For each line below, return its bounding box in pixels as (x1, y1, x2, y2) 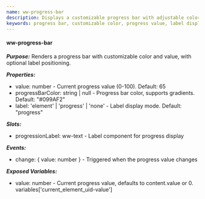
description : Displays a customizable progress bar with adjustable (6, 15, 184, 21)
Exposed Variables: (6, 167, 57, 175)
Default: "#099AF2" (15, 96, 65, 103)
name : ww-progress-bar (6, 9, 64, 15)
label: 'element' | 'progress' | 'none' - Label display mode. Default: (15, 102, 182, 110)
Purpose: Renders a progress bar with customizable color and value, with (6, 52, 192, 60)
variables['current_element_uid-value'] (15, 186, 113, 193)
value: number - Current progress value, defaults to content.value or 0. (15, 179, 194, 186)
